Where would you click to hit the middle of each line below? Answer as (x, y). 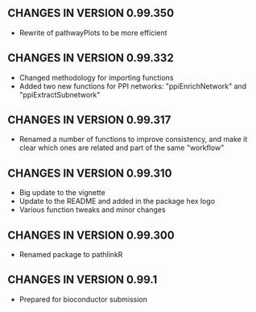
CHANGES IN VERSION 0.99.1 (83, 280)
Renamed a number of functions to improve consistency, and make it (133, 139)
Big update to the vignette (62, 193)
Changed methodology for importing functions (96, 77)
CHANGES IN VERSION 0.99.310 (90, 173)
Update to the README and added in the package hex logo (117, 202)
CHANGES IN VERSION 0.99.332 (91, 58)
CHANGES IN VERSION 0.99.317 (89, 120)
